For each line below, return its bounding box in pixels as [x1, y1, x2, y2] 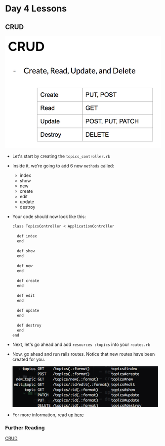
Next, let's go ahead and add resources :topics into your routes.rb [12, 341, 151, 347]
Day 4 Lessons [5, 3, 67, 14]
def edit [17, 293, 35, 298]
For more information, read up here [12, 412, 84, 418]
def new [17, 263, 33, 268]
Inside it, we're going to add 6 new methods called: [12, 163, 115, 168]
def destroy [17, 323, 41, 328]
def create [17, 278, 40, 283]
